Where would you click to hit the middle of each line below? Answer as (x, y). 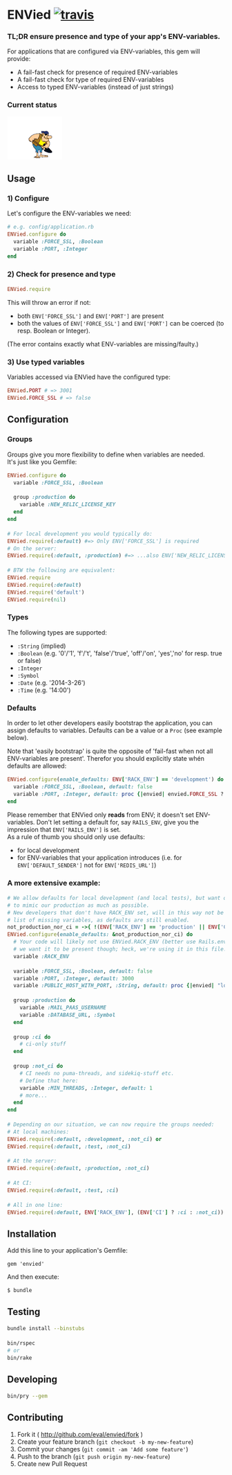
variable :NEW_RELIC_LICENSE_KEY (68, 505)
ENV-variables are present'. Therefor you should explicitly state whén (106, 759)
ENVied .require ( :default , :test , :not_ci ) (69, 1147)
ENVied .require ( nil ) (37, 599)
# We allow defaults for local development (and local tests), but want (114, 898)
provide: (19, 59)
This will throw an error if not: (49, 303)
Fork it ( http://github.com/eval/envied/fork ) (80, 1434)
